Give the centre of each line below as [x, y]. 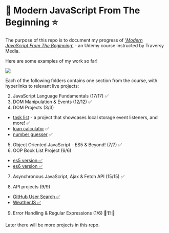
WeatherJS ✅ [27, 202]
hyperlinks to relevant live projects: [42, 86]
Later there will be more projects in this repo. [52, 225]
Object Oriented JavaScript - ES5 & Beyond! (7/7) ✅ [67, 144]
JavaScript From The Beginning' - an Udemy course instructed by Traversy [85, 45]
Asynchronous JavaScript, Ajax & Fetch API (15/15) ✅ [69, 176]
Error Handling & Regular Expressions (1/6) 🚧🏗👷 [64, 213]
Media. [13, 51]
